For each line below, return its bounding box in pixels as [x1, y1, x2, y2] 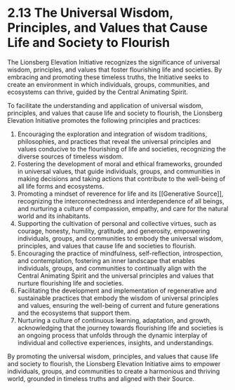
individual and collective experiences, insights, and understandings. [17, 338, 214, 347]
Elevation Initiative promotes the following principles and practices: [7, 116, 201, 124]
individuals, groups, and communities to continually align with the [17, 264, 207, 272]
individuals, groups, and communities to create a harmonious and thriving [7, 367, 220, 375]
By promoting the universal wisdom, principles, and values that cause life [7, 352, 219, 361]
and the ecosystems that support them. [17, 309, 132, 317]
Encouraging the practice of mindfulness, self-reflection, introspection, [17, 249, 223, 257]
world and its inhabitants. [17, 212, 91, 220]
